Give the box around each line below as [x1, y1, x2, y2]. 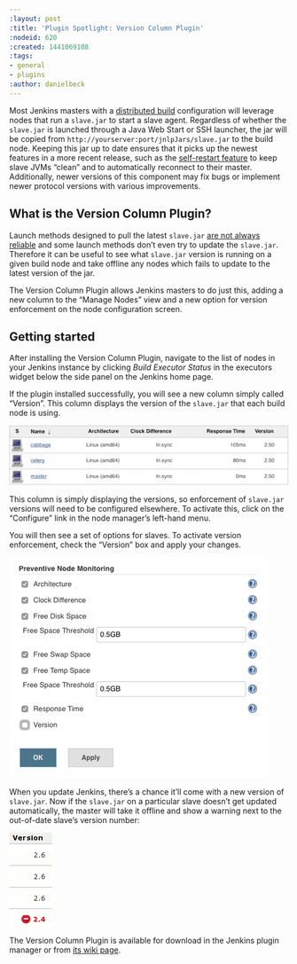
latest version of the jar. [9, 267, 96, 278]
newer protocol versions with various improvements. [9, 180, 201, 191]
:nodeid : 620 [9, 33, 58, 42]
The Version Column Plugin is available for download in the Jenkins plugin [9, 936, 279, 945]
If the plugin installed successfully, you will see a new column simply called [9, 388, 285, 399]
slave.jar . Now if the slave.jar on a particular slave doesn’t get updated [9, 796, 277, 806]
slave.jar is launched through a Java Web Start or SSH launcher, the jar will [9, 124, 288, 135]
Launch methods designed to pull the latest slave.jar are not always [9, 230, 261, 240]
